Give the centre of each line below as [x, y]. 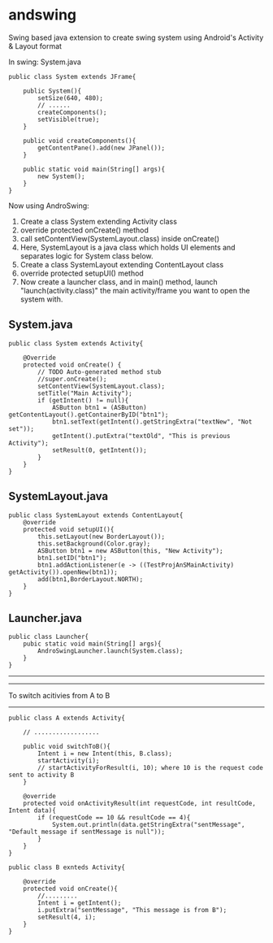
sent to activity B [41, 775]
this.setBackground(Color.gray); [94, 543]
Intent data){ [32, 810]
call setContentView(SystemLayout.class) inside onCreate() [120, 238]
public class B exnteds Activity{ [67, 867]
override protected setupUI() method [82, 273]
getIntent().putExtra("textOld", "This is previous [141, 436]
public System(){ [52, 91]
